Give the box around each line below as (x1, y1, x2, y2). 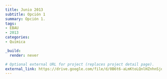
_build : (5, 48, 21, 53)
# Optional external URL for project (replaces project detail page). (5, 62, 155, 67)
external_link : (5, 66, 37, 72)
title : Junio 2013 (5, 7, 43, 12)
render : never (9, 53, 39, 58)
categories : (5, 35, 30, 40)
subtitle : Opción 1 (5, 12, 46, 17)
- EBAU (5, 26, 19, 31)
